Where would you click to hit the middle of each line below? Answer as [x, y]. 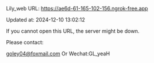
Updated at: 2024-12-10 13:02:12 [46, 20]
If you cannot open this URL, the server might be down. [73, 31]
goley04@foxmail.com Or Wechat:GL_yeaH [58, 54]
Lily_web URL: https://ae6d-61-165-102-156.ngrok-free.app [77, 8]
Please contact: [25, 42]
